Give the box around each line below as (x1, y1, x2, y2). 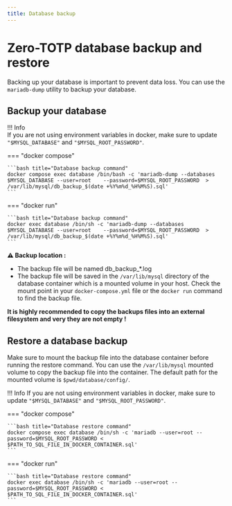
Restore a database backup (7, 335, 128, 347)
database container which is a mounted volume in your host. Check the (17, 279, 221, 288)
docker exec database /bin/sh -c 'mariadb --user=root (7, 479, 169, 486)
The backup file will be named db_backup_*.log (17, 265, 152, 273)
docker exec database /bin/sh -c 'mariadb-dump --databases (7, 221, 185, 228)
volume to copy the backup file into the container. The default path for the (7, 368, 218, 376)
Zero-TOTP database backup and (7, 40, 202, 55)
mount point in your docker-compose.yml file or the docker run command (17, 287, 223, 295)
